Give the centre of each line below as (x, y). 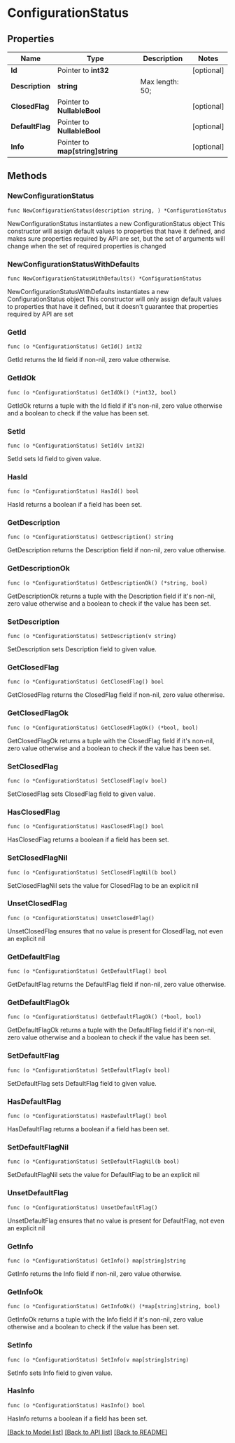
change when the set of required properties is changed (87, 246)
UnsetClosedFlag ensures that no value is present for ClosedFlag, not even (115, 931)
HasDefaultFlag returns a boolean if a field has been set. (88, 1129)
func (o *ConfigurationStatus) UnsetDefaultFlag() (83, 1208)
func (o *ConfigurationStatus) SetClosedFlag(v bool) (87, 780)
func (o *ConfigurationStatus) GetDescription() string (90, 537)
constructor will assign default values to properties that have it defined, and (116, 231)
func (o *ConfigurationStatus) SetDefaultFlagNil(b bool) (93, 1162)
